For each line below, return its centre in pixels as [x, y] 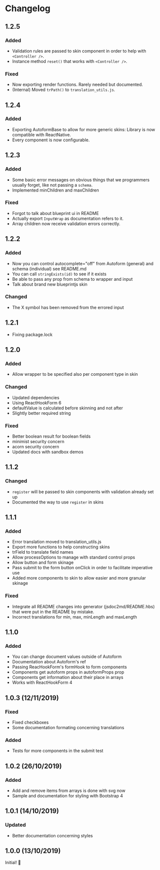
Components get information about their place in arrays [68, 677]
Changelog [28, 9]
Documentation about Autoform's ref [49, 662]
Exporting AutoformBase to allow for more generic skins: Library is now [84, 129]
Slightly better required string [42, 413]
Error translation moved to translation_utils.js [57, 542]
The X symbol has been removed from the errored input [68, 307]
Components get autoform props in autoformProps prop [68, 672]
